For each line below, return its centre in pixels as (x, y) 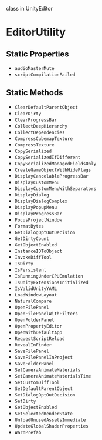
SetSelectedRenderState (44, 414)
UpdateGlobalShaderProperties (52, 426)
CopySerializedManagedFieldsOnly (55, 164)
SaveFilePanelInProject (44, 357)
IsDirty (24, 264)
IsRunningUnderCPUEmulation (49, 276)
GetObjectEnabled (36, 245)
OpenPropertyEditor (38, 326)
